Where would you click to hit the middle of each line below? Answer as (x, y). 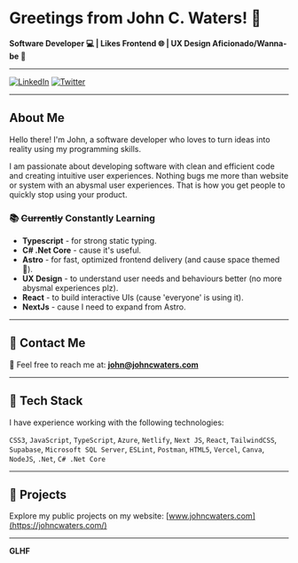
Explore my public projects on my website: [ (89, 516)
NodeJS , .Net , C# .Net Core (58, 458)
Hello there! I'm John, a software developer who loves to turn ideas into (140, 139)
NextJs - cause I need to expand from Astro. (104, 307)
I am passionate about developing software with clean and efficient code (142, 166)
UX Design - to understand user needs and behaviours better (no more (152, 278)
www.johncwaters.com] (212, 516)
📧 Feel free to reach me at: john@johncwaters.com (104, 365)
